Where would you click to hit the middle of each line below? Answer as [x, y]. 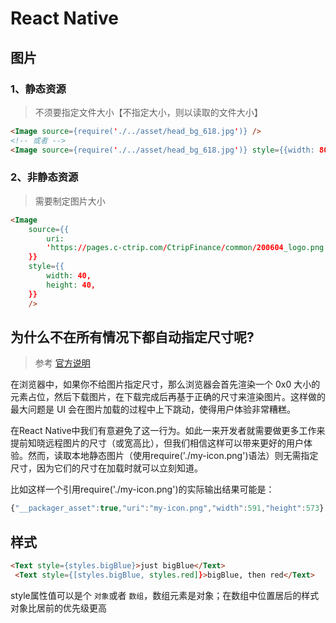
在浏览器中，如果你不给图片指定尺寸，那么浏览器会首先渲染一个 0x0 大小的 [165, 384]
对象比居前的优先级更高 [58, 608]
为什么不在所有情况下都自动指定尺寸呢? [132, 337]
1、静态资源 [38, 89]
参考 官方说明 [62, 363]
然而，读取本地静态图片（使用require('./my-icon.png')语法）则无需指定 [173, 456]
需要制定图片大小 [70, 201]
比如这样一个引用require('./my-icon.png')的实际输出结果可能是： [142, 489]
